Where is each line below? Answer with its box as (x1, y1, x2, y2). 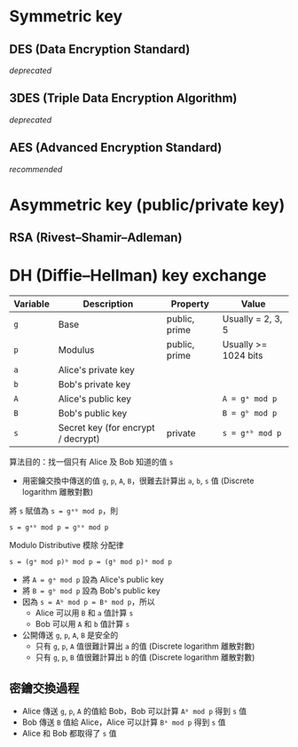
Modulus (58, 344, 95, 356)
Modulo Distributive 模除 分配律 (9, 540, 124, 551)
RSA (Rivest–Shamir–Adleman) (9, 230, 183, 245)
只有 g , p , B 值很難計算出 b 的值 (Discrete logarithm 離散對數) (35, 652, 255, 663)
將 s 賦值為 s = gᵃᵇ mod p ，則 (9, 505, 119, 516)
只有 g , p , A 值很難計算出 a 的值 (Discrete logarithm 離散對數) (35, 641, 255, 652)
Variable (13, 298, 51, 310)
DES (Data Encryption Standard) (9, 42, 191, 57)
